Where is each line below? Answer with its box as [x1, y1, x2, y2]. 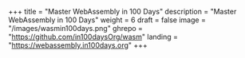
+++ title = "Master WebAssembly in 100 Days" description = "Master [8, 7, 237, 16]
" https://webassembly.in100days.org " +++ [8, 41, 148, 50]
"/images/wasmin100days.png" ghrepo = [8, 24, 144, 33]
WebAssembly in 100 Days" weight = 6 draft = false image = [8, 15, 206, 25]
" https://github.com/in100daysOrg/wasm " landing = [8, 32, 178, 41]
